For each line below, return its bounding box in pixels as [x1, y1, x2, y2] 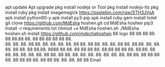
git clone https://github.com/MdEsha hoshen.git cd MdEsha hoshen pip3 [5, 20, 154, 26]
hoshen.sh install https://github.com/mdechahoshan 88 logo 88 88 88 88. [5, 31, 156, 36]
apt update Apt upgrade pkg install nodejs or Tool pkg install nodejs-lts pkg [5, 4, 159, 10]
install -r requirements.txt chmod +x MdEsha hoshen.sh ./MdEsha [5, 25, 139, 31]
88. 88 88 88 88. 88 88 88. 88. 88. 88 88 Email [5, 57, 102, 63]
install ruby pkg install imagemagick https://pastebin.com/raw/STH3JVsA [5, 9, 155, 15]
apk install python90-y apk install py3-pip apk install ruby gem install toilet [5, 15, 157, 20]
